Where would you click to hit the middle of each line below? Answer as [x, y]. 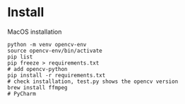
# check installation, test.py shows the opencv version [93, 82]
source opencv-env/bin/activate [55, 51]
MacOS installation [35, 32]
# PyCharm [22, 93]
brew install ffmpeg [38, 87]
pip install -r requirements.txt [56, 75]
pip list [20, 57]
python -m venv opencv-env [47, 44]
